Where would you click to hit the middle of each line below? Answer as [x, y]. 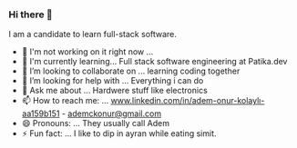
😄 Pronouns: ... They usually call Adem [96, 123]
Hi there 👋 [31, 15]
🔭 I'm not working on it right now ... [87, 52]
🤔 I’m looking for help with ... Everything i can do [113, 81]
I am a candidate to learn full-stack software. [92, 35]
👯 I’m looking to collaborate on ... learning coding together [131, 71]
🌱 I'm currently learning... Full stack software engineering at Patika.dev [154, 62]
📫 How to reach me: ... [65, 101]
